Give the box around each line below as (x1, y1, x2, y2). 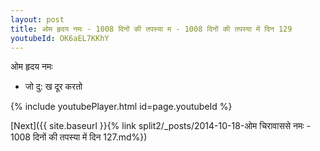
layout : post (10, 14, 65, 25)
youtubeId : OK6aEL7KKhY (10, 33, 110, 43)
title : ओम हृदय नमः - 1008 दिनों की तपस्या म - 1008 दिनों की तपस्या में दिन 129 (10, 24, 293, 34)
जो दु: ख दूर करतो (24, 81, 83, 93)
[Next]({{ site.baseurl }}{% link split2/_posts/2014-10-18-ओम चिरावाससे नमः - (10, 120, 311, 132)
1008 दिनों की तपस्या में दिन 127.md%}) (10, 131, 148, 143)
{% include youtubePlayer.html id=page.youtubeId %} (10, 101, 233, 113)
